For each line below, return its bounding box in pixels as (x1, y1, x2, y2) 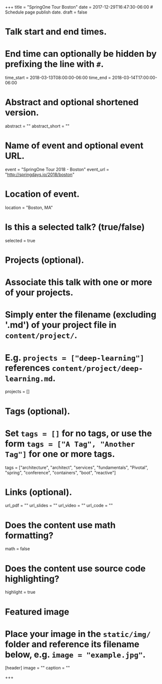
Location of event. (5, 189, 80, 200)
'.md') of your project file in (5, 319, 117, 331)
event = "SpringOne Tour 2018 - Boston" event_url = (5, 167, 110, 172)
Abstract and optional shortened (5, 97, 139, 108)
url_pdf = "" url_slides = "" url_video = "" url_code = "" (5, 503, 113, 509)
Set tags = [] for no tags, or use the (5, 428, 152, 439)
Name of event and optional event (5, 140, 144, 151)
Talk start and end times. (5, 26, 107, 37)
